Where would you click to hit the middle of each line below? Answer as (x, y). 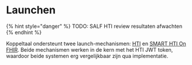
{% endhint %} (24, 32)
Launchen (31, 10)
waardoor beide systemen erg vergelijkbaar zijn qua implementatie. (87, 56)
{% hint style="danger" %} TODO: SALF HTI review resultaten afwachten (94, 26)
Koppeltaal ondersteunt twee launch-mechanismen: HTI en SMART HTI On (96, 44)
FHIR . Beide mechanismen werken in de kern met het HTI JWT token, (90, 49)
